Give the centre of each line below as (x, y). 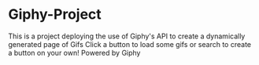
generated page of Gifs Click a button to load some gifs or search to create (130, 44)
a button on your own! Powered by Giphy (74, 52)
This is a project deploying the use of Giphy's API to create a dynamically (127, 36)
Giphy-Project (55, 14)
